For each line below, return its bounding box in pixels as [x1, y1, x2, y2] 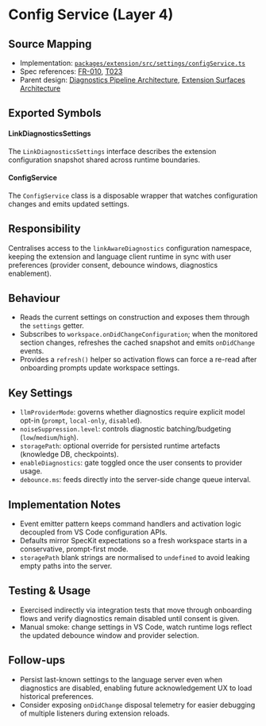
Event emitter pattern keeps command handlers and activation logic [19, 519, 242, 529]
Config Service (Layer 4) [8, 6, 174, 24]
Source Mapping [8, 37, 92, 51]
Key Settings [8, 386, 73, 400]
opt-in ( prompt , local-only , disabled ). [19, 415, 143, 426]
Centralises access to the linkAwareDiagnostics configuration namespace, [8, 243, 253, 253]
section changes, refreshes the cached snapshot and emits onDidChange [19, 338, 256, 347]
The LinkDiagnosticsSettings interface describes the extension [8, 146, 217, 156]
